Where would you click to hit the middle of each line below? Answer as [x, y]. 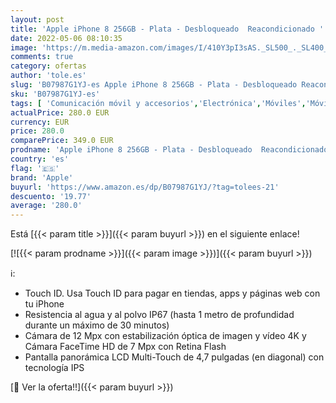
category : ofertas [48, 66]
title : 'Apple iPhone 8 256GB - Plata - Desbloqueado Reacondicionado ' [167, 29]
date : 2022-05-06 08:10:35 [66, 38]
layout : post [37, 19]
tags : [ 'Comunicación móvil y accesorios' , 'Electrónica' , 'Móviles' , [158, 103]
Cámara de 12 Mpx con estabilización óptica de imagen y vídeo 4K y [165, 336]
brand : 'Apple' [42, 177]
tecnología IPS [54, 368]
